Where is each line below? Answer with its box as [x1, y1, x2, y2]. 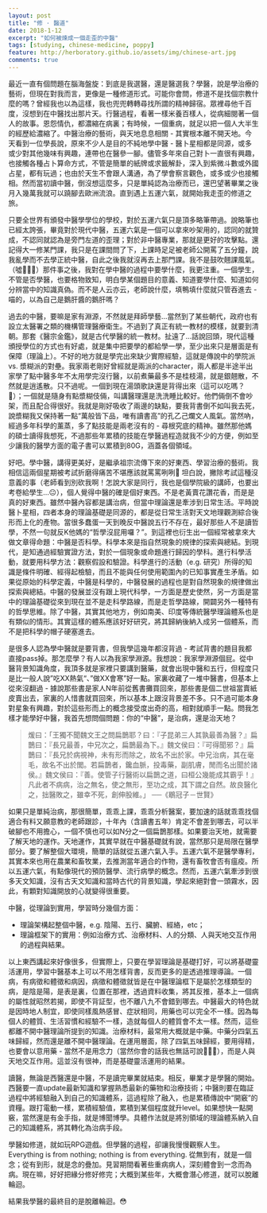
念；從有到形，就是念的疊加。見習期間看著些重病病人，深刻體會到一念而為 [8, 1159, 252, 1169]
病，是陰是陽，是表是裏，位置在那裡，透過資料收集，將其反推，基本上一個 [8, 986, 252, 996]
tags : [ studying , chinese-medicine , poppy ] [8, 41, 155, 49]
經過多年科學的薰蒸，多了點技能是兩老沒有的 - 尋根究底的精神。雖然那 [8, 421, 238, 430]
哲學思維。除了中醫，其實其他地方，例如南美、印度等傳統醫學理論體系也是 [14, 606, 259, 616]
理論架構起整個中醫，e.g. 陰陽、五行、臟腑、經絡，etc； [19, 919, 205, 929]
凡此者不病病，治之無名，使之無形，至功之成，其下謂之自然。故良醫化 [27, 780, 258, 789]
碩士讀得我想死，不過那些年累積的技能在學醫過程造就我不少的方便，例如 [14, 430, 252, 440]
